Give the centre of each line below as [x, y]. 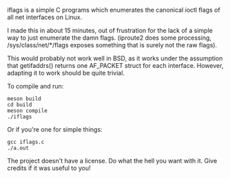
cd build [20, 105]
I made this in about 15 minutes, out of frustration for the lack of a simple [110, 31]
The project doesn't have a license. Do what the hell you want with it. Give [112, 161]
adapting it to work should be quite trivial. [66, 73]
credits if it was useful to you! [49, 168]
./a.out [18, 148]
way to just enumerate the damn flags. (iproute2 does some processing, [109, 38]
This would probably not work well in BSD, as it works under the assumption [115, 58]
